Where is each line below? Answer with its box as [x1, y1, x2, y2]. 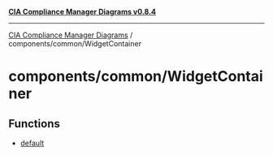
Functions [8, 117, 61, 131]
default [19, 138, 45, 148]
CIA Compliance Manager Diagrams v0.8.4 [8, 7, 157, 16]
